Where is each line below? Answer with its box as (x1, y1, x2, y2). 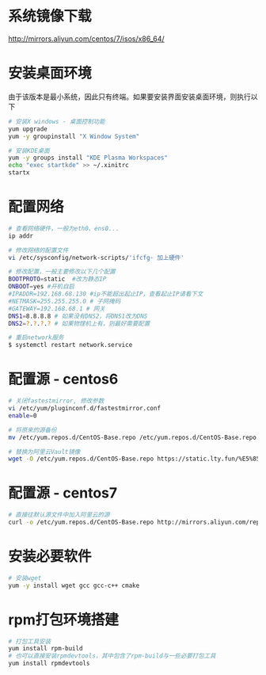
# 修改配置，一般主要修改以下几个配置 (8, 268, 116, 276)
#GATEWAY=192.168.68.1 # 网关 (8, 304, 105, 313)
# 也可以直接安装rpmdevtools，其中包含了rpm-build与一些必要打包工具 (8, 652, 216, 660)
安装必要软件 (8, 547, 93, 566)
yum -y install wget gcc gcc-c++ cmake (8, 582, 140, 589)
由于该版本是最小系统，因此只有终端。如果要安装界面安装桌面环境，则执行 (8, 92, 251, 101)
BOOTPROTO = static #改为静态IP (8, 275, 107, 284)
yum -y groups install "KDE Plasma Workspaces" (8, 154, 169, 162)
